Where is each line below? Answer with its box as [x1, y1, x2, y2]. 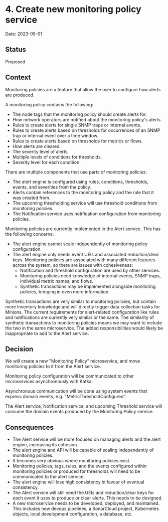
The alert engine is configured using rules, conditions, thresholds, [12, 179, 149, 185]
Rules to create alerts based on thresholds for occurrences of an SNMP [12, 127, 160, 133]
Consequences [5, 423, 54, 432]
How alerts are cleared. [12, 143, 61, 149]
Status [5, 45, 27, 54]
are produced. [5, 92, 35, 98]
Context [5, 73, 31, 82]
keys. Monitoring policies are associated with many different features [12, 257, 155, 263]
